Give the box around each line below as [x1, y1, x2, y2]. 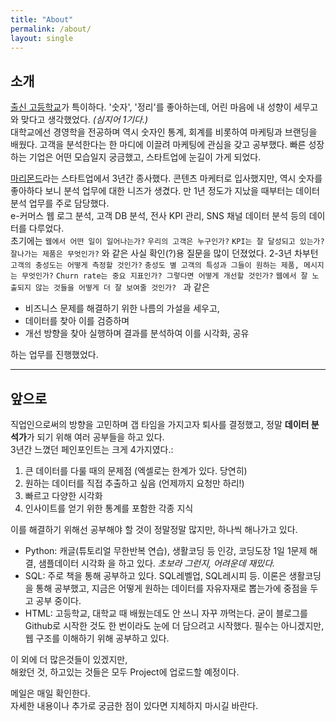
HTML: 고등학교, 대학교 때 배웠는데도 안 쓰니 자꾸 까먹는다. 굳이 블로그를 [24, 607, 308, 619]
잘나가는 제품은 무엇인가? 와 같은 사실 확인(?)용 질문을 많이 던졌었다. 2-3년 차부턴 [10, 247, 319, 260]
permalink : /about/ [10, 24, 92, 34]
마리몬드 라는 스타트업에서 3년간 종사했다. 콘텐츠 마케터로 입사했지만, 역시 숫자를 [10, 172, 323, 185]
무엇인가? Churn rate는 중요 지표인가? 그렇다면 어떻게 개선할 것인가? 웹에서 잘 [21, 271, 308, 281]
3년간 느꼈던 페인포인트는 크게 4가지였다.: [10, 444, 174, 455]
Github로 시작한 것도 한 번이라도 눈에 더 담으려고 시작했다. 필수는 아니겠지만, [24, 620, 325, 631]
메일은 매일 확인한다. [10, 687, 91, 699]
